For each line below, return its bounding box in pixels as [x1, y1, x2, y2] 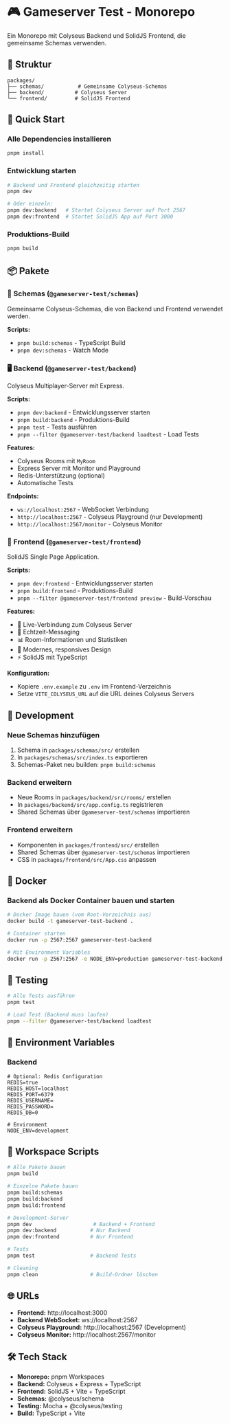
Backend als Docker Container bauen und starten [7, 896, 175, 906]
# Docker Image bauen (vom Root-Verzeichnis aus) [7, 911, 152, 918]
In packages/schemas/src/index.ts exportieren [16, 753, 148, 761]
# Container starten [7, 931, 67, 937]
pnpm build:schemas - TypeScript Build [16, 338, 126, 346]
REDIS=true [7, 1079, 38, 1086]
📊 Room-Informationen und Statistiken [16, 636, 128, 644]
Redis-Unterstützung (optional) [16, 471, 105, 480]
